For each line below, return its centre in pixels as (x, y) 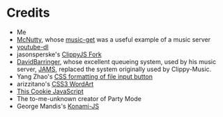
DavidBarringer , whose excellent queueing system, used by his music (116, 61)
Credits (28, 13)
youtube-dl (33, 47)
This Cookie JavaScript (50, 91)
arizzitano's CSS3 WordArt (55, 84)
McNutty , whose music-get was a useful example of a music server (113, 39)
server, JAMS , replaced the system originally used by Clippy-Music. (114, 69)
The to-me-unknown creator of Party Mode (79, 98)
